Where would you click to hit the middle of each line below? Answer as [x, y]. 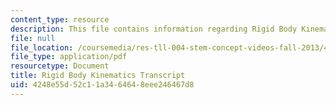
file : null [33, 38]
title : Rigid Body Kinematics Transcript [98, 76]
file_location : [42, 47]
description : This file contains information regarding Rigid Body [154, 29]
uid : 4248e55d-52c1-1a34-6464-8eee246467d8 [102, 85]
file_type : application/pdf [69, 57]
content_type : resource [60, 19]
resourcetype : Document [60, 66]
